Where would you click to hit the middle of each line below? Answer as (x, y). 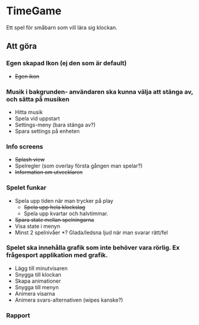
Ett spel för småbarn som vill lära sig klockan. (62, 27)
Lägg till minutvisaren (41, 268)
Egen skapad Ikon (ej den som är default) (66, 63)
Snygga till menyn (37, 287)
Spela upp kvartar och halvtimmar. (66, 213)
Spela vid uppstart (37, 118)
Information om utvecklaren (49, 172)
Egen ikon (27, 76)
